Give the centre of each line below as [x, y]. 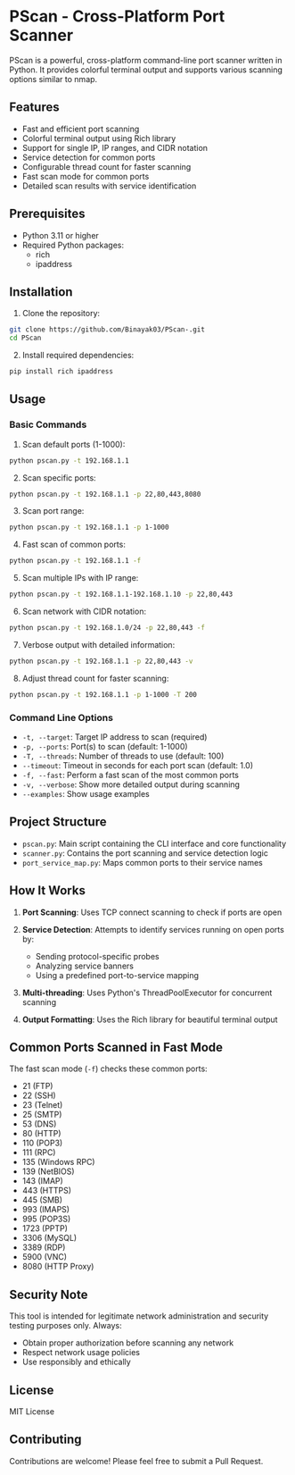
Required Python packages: [73, 245]
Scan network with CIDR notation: [84, 612]
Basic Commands [48, 424]
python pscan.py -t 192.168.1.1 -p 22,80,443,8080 [105, 494]
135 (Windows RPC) [58, 1162]
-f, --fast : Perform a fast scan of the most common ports [130, 775]
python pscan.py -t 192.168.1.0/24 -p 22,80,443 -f [107, 628]
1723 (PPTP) [45, 1228]
